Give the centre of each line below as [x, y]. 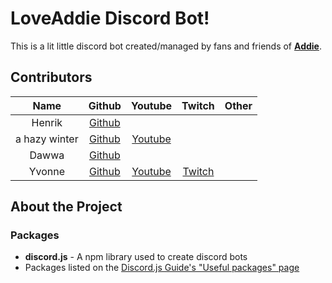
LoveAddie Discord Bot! [110, 18]
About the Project [66, 207]
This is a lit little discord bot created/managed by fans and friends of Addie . [166, 46]
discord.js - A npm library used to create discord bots [136, 257]
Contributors [51, 77]
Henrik [47, 122]
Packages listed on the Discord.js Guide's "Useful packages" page [162, 268]
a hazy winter [47, 139]
